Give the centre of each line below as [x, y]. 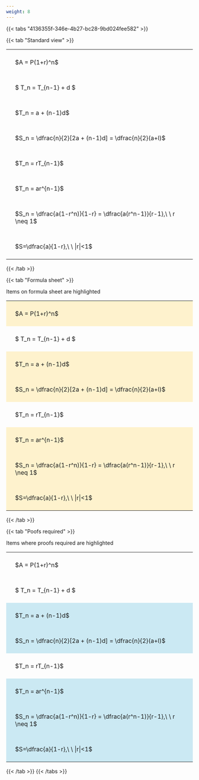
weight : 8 [18, 12]
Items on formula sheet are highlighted [53, 291]
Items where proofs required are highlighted [60, 543]
